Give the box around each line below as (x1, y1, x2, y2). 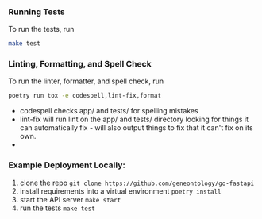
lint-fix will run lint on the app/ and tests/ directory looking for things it (19, 114, 249, 125)
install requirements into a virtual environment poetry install (19, 186, 222, 196)
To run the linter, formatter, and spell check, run (8, 76, 164, 86)
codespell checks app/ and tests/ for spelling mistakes (19, 106, 198, 116)
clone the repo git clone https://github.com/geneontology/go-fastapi (19, 178, 255, 187)
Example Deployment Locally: (8, 159, 125, 171)
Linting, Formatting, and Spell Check (8, 59, 152, 70)
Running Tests (8, 6, 65, 17)
